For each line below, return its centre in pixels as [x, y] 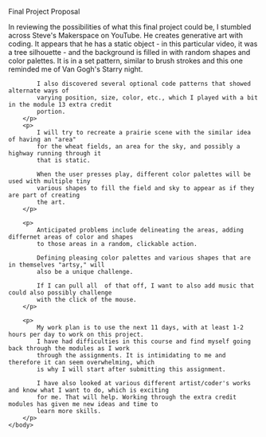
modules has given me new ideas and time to [83, 404]
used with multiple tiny [49, 181]
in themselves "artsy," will [57, 265]
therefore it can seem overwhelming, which [82, 362]
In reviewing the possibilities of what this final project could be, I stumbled [130, 27]
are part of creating [44, 195]
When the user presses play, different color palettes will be [144, 174]
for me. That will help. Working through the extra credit [137, 397]
